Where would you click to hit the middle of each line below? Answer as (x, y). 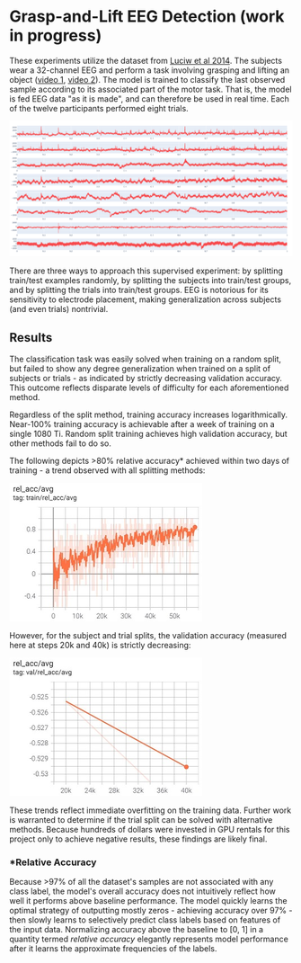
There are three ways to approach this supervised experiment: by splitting (146, 271)
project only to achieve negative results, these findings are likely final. (138, 839)
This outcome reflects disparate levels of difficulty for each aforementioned (149, 388)
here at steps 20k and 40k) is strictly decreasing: (100, 646)
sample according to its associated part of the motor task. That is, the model (150, 89)
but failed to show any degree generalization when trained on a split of (140, 369)
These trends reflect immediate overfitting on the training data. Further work (150, 810)
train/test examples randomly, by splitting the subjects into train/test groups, (150, 281)
